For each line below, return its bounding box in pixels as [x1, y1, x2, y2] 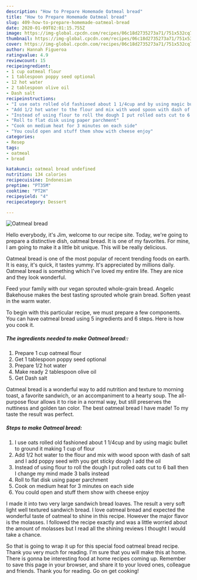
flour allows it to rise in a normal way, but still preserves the [27, 398, 171, 405]
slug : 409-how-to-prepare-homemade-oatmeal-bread [6, 19, 130, 25]
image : [6, 30, 22, 36]
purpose [6, 398, 26, 405]
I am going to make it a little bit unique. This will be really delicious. [6, 244, 167, 251]
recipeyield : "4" [6, 193, 49, 199]
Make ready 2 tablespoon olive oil [14, 369, 97, 376]
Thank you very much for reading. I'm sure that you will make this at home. [6, 549, 187, 556]
